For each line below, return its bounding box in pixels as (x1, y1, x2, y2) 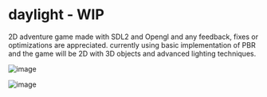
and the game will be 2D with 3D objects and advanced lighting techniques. (8, 48, 257, 58)
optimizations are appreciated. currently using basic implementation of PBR (8, 40, 257, 49)
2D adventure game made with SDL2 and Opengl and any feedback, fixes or (8, 32, 259, 41)
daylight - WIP (8, 6, 105, 24)
